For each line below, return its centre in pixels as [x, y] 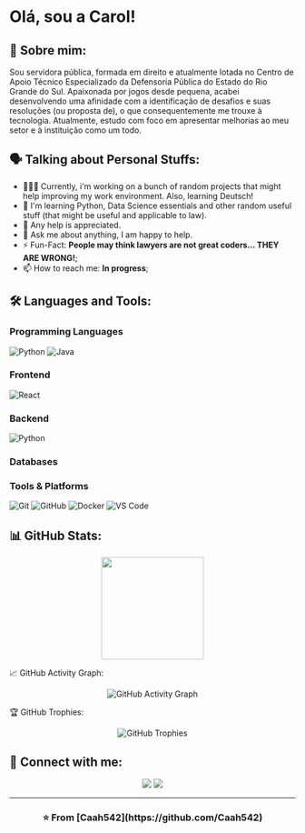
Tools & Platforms [49, 486]
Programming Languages [67, 332]
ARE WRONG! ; [50, 257]
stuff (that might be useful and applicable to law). [114, 215]
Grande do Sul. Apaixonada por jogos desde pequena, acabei [124, 91]
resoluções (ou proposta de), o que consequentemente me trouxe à [136, 110]
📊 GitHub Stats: [56, 535]
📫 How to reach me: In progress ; [85, 268]
